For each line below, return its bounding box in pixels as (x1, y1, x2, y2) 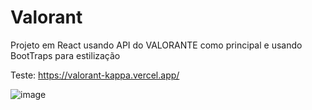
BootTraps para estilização (10, 49, 121, 61)
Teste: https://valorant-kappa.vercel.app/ (10, 69, 180, 81)
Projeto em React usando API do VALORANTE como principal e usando (10, 39, 303, 51)
